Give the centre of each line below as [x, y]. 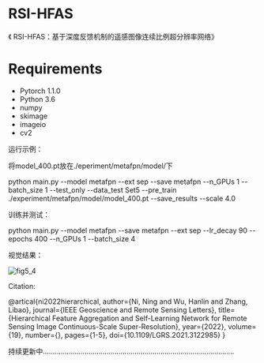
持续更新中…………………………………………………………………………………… [121, 351]
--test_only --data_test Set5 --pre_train [113, 189]
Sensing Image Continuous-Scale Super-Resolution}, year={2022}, [117, 326]
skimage [34, 116]
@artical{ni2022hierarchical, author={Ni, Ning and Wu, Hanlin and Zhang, [128, 301]
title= [227, 309]
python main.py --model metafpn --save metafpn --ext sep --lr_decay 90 [128, 230]
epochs [21, 238]
